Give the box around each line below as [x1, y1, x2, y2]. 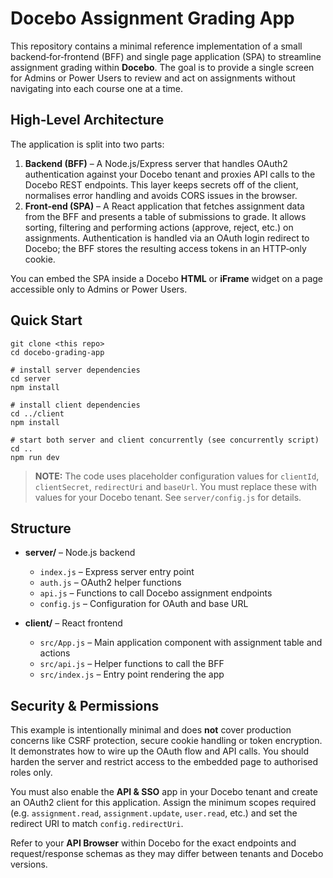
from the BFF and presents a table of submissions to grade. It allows [24, 210, 307, 222]
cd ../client [10, 408, 65, 419]
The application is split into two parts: [10, 138, 165, 150]
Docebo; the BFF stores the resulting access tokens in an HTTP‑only [24, 242, 307, 254]
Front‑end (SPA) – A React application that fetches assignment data [24, 200, 305, 212]
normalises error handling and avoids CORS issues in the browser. [24, 189, 298, 201]
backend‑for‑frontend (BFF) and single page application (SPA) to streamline [10, 50, 322, 62]
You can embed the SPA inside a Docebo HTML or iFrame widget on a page [10, 272, 323, 284]
